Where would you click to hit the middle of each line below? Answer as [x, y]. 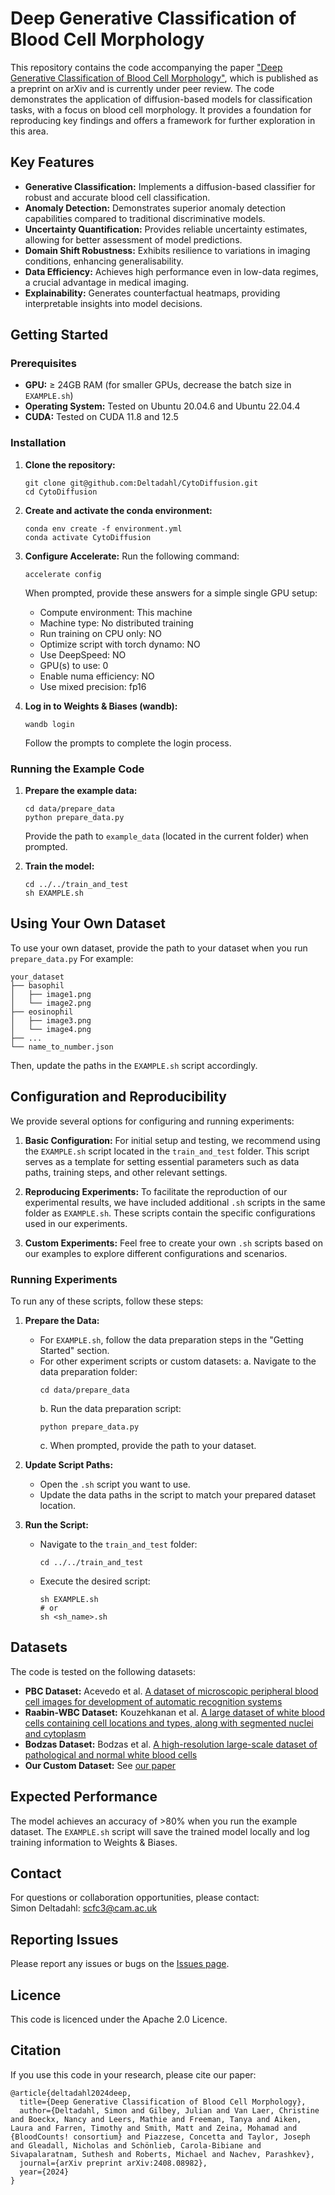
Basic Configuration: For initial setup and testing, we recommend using [172, 1140]
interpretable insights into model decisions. [113, 303]
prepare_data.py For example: [72, 958]
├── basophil [37, 985]
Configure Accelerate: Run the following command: [132, 556]
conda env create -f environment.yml [103, 528]
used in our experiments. [76, 1223]
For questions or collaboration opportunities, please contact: [135, 1898]
